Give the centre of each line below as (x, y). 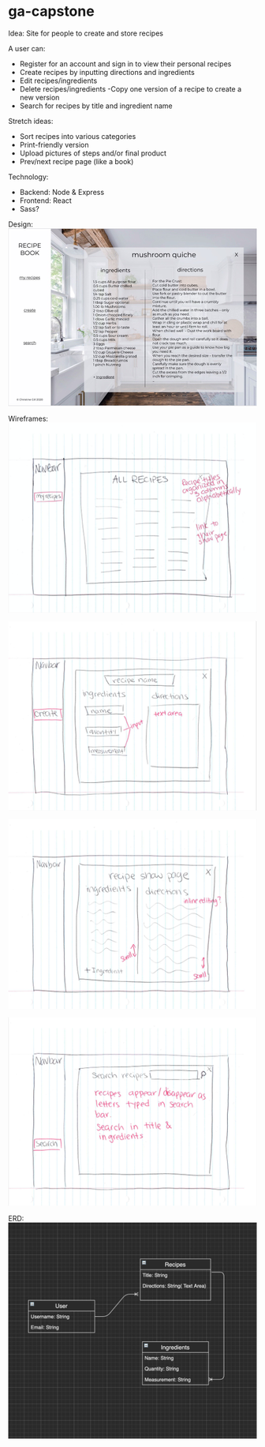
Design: (21, 224)
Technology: (28, 177)
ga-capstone (51, 11)
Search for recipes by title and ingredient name (96, 106)
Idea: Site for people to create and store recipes (86, 33)
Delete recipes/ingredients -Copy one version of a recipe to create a (131, 88)
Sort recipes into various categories (78, 136)
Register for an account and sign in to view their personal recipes (125, 64)
